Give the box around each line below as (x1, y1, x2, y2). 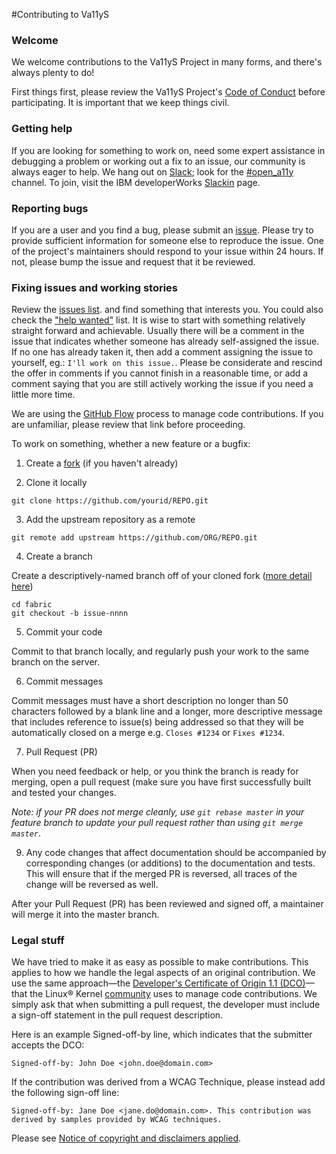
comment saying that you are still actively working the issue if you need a (11, 378, 314, 390)
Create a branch (25, 550, 93, 563)
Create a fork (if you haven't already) (25, 457, 179, 469)
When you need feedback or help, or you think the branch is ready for (11, 765, 299, 778)
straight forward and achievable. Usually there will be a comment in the (11, 325, 305, 337)
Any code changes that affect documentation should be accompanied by (25, 847, 327, 859)
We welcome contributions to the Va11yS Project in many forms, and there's (11, 56, 323, 68)
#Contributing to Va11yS (11, 9, 110, 20)
